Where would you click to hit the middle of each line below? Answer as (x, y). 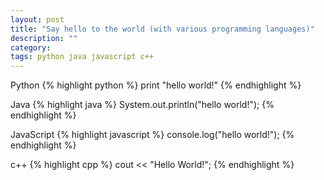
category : (31, 47)
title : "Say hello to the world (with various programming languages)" (162, 29)
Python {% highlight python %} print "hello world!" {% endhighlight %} (156, 85)
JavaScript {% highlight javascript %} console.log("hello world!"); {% (152, 135)
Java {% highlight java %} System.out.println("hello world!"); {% (142, 105)
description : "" (44, 38)
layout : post (37, 19)
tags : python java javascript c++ (82, 57)
